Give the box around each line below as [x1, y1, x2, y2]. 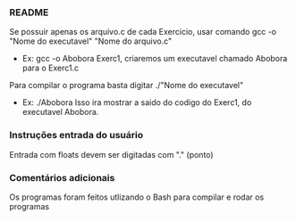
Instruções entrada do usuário [9, 129, 144, 142]
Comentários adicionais [9, 171, 115, 184]
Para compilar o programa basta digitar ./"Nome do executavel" [9, 80, 244, 91]
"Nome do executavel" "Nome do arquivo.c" [9, 36, 173, 46]
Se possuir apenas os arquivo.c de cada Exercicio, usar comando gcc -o [9, 27, 277, 37]
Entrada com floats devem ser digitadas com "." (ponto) [9, 149, 214, 160]
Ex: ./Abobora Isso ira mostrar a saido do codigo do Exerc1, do [21, 97, 252, 108]
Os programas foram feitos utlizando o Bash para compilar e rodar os [9, 192, 265, 202]
